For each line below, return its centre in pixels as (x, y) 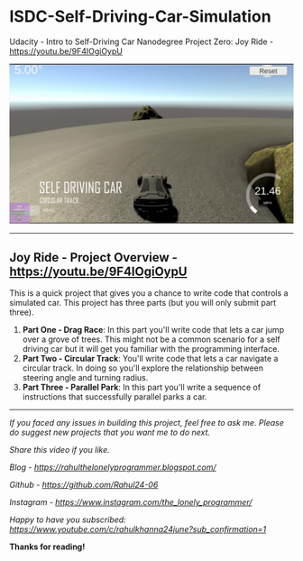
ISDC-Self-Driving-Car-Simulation (141, 17)
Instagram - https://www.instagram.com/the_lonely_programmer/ (131, 502)
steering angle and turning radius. (85, 378)
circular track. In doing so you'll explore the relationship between (143, 368)
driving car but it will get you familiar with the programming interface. (151, 349)
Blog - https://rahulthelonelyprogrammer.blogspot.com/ (113, 467)
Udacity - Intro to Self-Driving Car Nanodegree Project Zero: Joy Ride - (141, 41)
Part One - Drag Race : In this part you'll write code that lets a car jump (153, 330)
